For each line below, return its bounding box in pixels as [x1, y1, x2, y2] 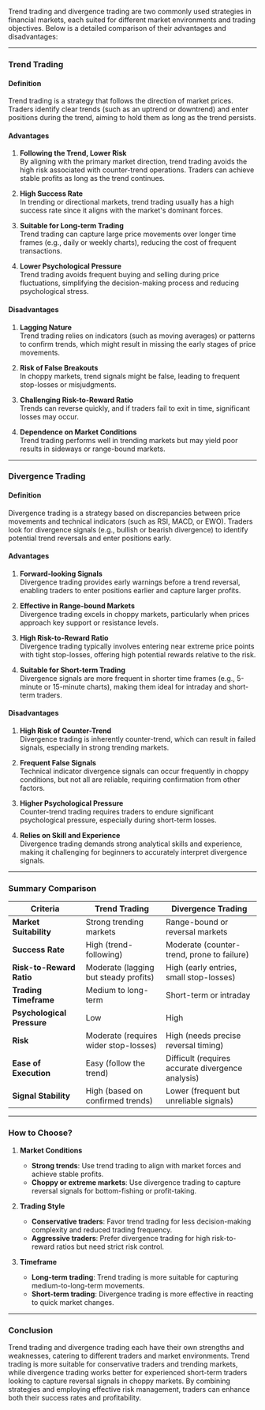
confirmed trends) [85, 1096, 154, 1107]
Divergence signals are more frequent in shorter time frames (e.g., [19, 673, 235, 682]
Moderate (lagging [85, 962, 155, 973]
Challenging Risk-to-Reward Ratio [19, 395, 134, 404]
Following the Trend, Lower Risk [19, 149, 127, 158]
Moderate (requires [85, 1030, 158, 1041]
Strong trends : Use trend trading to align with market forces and [31, 1160, 241, 1170]
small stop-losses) [165, 972, 236, 983]
